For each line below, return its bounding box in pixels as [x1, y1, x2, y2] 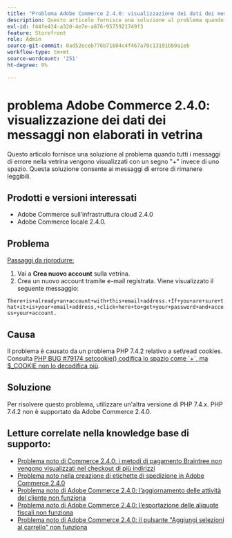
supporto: [7, 438, 51, 450]
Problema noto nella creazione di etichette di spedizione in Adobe [17, 472, 205, 480]
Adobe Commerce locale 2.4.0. [17, 217, 106, 226]
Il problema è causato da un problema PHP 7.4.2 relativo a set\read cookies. [7, 347, 223, 355]
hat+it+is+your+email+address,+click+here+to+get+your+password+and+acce [7, 304, 224, 311]
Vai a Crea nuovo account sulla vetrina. [17, 269, 130, 278]
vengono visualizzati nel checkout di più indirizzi [17, 464, 155, 472]
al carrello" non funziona [17, 523, 88, 531]
